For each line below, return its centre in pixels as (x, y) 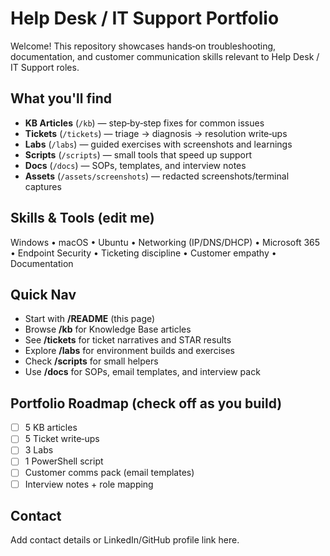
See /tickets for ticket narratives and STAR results (128, 340)
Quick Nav (43, 294)
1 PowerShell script (64, 461)
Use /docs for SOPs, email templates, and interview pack (142, 372)
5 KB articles (51, 428)
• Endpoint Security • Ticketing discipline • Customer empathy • (143, 253)
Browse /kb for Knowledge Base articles (108, 329)
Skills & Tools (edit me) (82, 218)
